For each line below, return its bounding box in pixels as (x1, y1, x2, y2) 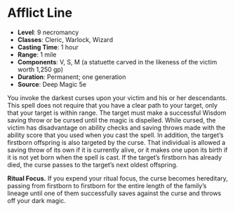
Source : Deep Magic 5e (17, 80, 86, 88)
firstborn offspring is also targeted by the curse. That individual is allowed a (7, 138, 226, 146)
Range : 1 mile (17, 50, 57, 59)
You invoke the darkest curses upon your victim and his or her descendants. (7, 93, 228, 102)
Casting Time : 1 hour (17, 43, 79, 51)
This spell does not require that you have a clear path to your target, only (7, 101, 218, 109)
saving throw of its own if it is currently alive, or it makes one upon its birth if (7, 146, 228, 154)
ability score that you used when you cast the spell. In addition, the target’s (7, 131, 224, 139)
